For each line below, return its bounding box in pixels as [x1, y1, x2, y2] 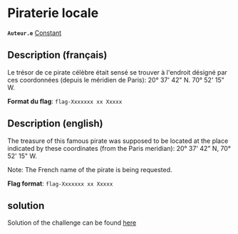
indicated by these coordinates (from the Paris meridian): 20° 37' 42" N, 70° [7, 144, 232, 152]
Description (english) [7, 117, 103, 129]
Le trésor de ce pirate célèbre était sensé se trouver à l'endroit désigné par [7, 68, 228, 76]
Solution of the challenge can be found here [7, 218, 137, 227]
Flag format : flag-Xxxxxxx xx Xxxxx [7, 179, 113, 188]
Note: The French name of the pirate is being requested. [7, 165, 172, 174]
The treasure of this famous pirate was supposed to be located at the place [7, 137, 229, 145]
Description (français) [7, 49, 108, 61]
